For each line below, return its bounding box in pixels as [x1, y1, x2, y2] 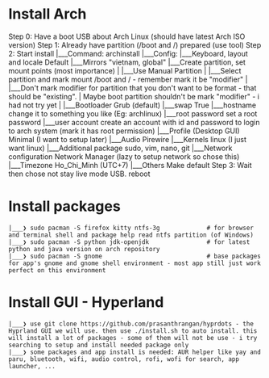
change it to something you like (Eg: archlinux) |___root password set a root [8, 108, 258, 118]
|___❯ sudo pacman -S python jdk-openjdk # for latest [8, 237, 250, 246]
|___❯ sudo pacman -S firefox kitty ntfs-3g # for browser [8, 224, 254, 232]
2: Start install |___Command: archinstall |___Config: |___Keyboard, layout [8, 48, 248, 58]
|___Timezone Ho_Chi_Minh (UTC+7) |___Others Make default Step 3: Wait [8, 160, 252, 170]
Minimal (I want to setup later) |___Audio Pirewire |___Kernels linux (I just [8, 134, 247, 144]
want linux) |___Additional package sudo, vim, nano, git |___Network [8, 143, 233, 153]
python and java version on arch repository [8, 245, 160, 253]
